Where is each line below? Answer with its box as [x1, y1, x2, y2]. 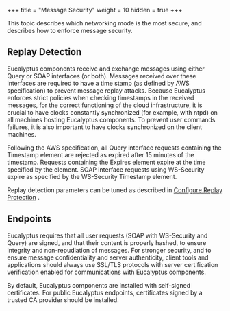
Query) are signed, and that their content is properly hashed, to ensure [7, 238, 207, 246]
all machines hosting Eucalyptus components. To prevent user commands [7, 115, 216, 124]
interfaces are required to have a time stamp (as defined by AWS [7, 79, 190, 87]
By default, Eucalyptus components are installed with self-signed [7, 281, 191, 289]
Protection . [7, 193, 40, 201]
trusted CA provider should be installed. [7, 295, 120, 304]
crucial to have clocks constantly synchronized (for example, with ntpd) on [7, 108, 218, 116]
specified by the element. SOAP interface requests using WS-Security [7, 165, 205, 174]
